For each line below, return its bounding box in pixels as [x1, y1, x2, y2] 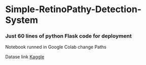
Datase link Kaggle [5, 54, 45, 60]
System [5, 14, 39, 26]
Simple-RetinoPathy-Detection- [5, 4, 142, 15]
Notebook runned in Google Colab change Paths [5, 44, 106, 50]
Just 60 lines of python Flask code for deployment [5, 32, 132, 40]
